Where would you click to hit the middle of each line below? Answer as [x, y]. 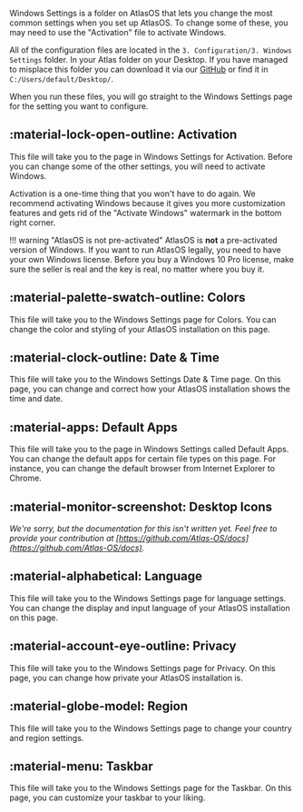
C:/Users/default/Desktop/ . [62, 79]
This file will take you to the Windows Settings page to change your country [151, 728]
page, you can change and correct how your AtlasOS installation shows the [150, 389]
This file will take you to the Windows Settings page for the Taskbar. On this [151, 788]
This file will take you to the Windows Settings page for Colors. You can [143, 319]
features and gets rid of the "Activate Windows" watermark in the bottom [146, 213]
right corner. [33, 223]
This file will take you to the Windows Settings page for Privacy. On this [142, 668]
